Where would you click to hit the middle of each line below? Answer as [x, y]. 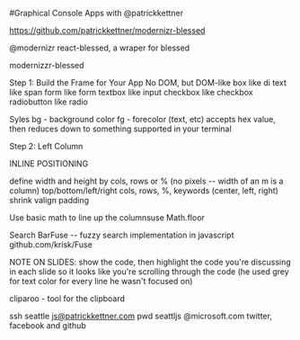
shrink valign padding [49, 200]
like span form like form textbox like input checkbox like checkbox [131, 92]
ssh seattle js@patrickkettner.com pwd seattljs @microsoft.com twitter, [141, 316]
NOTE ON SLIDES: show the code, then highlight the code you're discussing [150, 262]
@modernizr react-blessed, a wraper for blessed [100, 48]
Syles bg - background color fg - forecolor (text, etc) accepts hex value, [143, 119]
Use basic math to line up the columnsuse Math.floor [107, 218]
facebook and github [48, 326]
